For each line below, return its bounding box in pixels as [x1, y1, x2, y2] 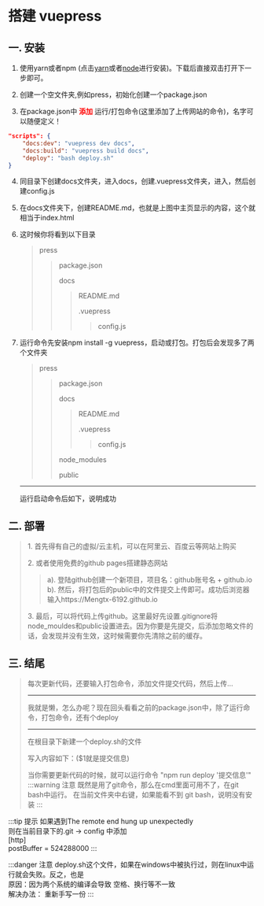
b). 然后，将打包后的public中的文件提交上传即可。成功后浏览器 [46, 585, 250, 594]
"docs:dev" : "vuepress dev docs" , [22, 139, 135, 147]
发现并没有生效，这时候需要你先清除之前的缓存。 [48, 631, 207, 641]
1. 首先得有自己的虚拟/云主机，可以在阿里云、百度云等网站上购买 [27, 542, 237, 551]
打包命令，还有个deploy [41, 713, 119, 722]
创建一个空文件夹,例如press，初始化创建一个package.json [19, 90, 207, 99]
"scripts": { [8, 132, 51, 140]
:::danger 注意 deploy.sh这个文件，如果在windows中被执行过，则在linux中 [8, 860, 247, 869]
